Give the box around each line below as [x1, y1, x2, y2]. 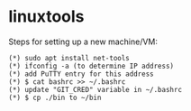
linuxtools [8, 6, 85, 27]
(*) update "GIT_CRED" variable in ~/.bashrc [8, 85, 182, 94]
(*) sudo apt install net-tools [8, 53, 130, 62]
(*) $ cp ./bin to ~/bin [8, 93, 102, 102]
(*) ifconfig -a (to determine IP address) [8, 61, 175, 70]
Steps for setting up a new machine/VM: [8, 36, 159, 47]
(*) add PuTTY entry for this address [8, 69, 154, 79]
